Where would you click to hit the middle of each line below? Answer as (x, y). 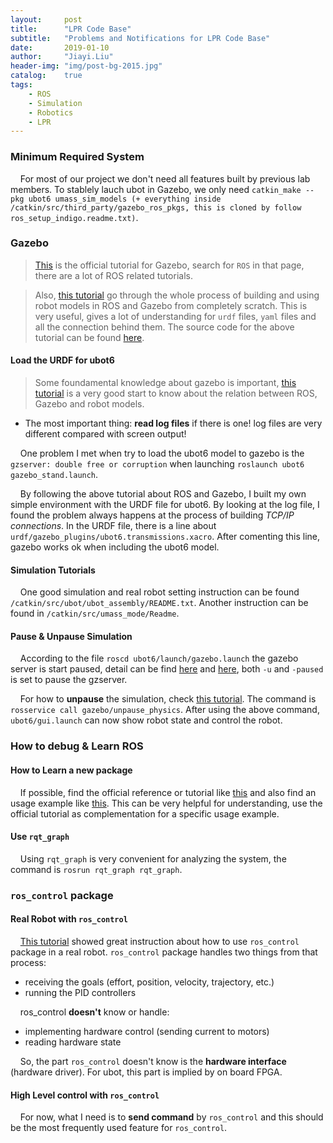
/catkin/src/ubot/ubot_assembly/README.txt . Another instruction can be (159, 603)
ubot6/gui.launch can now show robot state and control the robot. (146, 720)
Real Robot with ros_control (69, 919)
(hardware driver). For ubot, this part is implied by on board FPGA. (146, 1072)
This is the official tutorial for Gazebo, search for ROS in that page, (169, 265)
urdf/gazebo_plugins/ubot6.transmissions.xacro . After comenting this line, (165, 537)
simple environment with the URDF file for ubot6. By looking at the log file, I (165, 505)
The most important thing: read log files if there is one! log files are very (173, 423)
